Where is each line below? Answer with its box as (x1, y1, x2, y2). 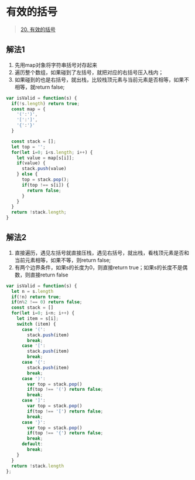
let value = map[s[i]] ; (16, 155, 75, 161)
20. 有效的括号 (20, 26, 56, 33)
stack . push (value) (21, 165, 67, 172)
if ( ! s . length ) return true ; (11, 100, 80, 106)
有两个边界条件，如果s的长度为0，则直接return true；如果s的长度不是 (14, 263, 183, 271)
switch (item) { (16, 321, 57, 327)
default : (21, 441, 43, 447)
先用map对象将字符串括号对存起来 (14, 61, 98, 68)
